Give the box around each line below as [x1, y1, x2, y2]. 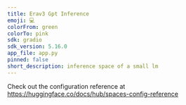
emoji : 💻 [7, 17, 35, 24]
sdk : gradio [7, 37, 42, 44]
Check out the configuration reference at [7, 82, 126, 90]
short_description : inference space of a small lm [7, 63, 159, 70]
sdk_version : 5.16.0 [7, 43, 68, 50]
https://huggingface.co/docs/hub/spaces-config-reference [7, 89, 179, 98]
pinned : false [7, 56, 49, 63]
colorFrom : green [7, 23, 58, 30]
